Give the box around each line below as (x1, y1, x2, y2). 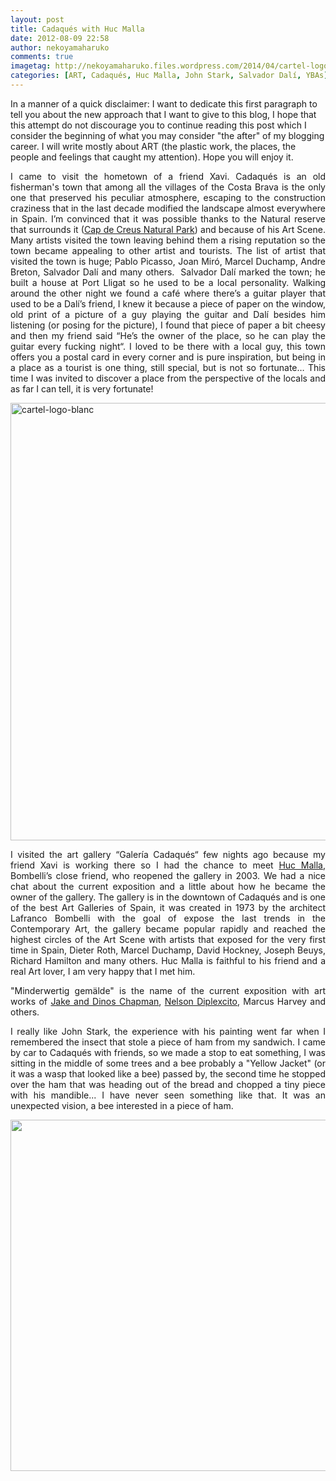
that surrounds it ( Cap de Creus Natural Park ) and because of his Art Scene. (10, 223, 326, 235)
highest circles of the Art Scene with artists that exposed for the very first (10, 933, 326, 945)
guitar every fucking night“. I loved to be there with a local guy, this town (10, 340, 326, 352)
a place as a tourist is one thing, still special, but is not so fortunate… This (10, 361, 326, 373)
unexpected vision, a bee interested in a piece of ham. (10, 1099, 234, 1111)
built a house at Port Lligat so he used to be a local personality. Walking (10, 276, 326, 288)
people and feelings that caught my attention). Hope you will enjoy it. (10, 151, 294, 163)
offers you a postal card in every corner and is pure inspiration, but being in (10, 351, 326, 363)
